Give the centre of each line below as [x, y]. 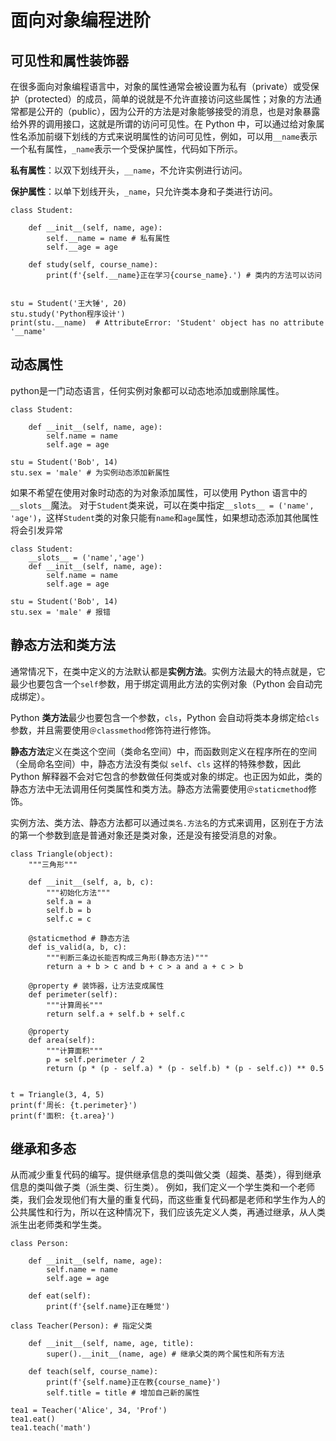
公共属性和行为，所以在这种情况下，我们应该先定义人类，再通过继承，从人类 [168, 1212]
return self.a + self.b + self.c [116, 1014]
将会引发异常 [36, 530]
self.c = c [69, 919]
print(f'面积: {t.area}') [62, 1116]
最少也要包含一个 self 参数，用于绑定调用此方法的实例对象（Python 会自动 [162, 683]
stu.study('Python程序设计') [68, 314]
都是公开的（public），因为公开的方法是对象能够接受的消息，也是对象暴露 [169, 111]
